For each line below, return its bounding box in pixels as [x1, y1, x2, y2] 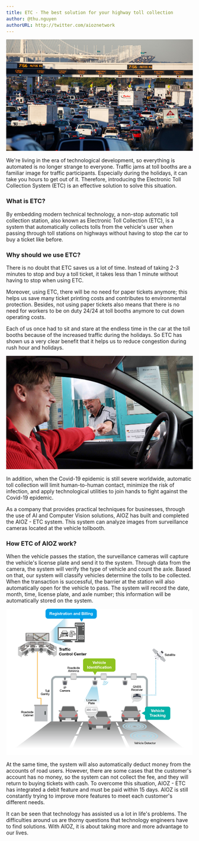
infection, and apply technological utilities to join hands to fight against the [6, 487, 188, 494]
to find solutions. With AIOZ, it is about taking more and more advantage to [6, 823, 188, 830]
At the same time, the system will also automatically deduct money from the [6, 761, 191, 768]
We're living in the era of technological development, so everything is [6, 157, 175, 164]
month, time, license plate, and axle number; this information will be [6, 591, 171, 598]
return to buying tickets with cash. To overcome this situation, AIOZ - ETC [6, 779, 186, 787]
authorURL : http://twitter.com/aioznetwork [6, 22, 115, 28]
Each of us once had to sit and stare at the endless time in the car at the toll [6, 325, 191, 332]
